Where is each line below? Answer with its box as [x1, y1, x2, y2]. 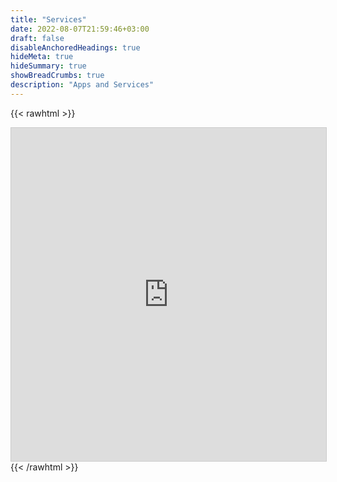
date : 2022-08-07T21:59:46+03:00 [10, 24, 150, 34]
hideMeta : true [10, 52, 74, 62]
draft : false [10, 33, 65, 43]
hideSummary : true [10, 61, 87, 71]
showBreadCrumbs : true [10, 71, 105, 81]
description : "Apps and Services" [10, 80, 155, 90]
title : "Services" [10, 14, 87, 25]
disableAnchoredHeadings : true [10, 42, 141, 53]
